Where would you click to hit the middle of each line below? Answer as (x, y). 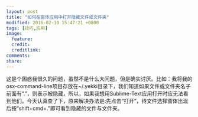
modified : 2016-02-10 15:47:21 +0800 (53, 22)
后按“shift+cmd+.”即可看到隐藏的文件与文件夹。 (64, 108)
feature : (22, 39)
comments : (18, 56)
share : (14, 61)
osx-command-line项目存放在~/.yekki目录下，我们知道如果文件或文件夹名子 (98, 86)
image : (14, 34)
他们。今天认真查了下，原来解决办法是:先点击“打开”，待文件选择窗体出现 (100, 100)
